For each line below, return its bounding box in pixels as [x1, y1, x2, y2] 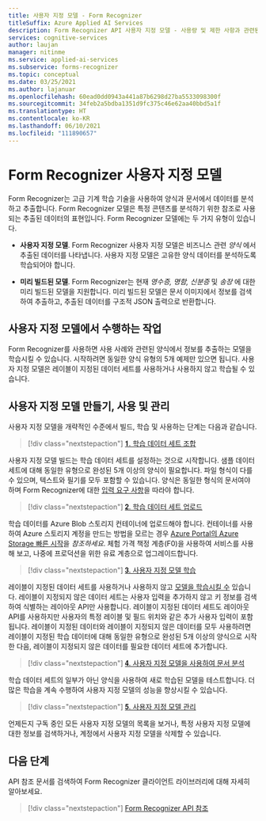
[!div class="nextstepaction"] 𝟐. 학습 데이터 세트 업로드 [27, 502, 203, 511]
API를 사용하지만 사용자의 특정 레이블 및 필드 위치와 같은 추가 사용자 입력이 [8, 612, 239, 621]
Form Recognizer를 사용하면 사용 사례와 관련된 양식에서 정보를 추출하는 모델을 [8, 344, 252, 354]
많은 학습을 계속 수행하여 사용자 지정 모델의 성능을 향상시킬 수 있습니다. [8, 686, 228, 695]
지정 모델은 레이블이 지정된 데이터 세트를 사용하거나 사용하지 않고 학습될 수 [16, 364, 247, 374]
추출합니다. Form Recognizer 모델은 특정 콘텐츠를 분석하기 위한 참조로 [22, 203, 241, 213]
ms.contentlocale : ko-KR [8, 115, 90, 123]
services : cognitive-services [8, 33, 108, 42]
